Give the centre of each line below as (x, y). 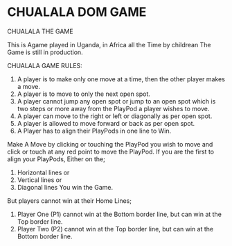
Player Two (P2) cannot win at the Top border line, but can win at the (115, 229)
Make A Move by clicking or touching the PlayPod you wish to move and (110, 144)
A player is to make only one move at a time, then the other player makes (121, 79)
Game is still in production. (45, 52)
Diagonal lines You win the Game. (65, 187)
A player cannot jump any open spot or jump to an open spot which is (116, 101)
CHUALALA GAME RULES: (45, 65)
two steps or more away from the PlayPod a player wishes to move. (113, 108)
